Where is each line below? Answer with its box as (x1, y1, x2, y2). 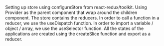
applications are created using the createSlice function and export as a (5, 31, 151, 36)
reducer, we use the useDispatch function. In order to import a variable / (5, 20, 154, 26)
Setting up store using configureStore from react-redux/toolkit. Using (5, 4, 147, 10)
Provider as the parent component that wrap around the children (5, 9, 138, 15)
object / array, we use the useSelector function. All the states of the (5, 25, 144, 31)
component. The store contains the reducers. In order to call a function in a (5, 15, 160, 20)
